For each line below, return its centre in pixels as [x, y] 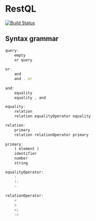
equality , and [30, 98]
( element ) [27, 149]
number [21, 158]
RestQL [21, 9]
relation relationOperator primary [52, 135]
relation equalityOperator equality [53, 116]
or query [23, 60]
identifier [26, 154]
